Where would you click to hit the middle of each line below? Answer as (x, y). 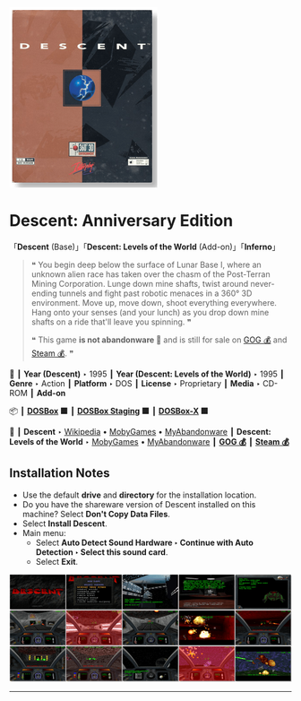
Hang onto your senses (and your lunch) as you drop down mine (150, 312)
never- (262, 283)
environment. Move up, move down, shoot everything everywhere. (154, 302)
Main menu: (44, 532)
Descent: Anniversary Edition (121, 221)
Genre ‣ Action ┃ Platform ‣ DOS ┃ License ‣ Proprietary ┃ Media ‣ (135, 383)
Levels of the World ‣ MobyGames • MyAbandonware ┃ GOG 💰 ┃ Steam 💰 (149, 441)
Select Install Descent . (64, 524)
